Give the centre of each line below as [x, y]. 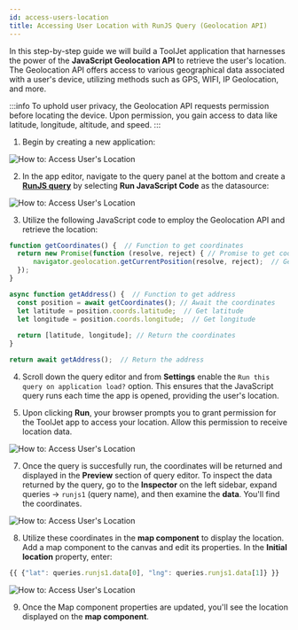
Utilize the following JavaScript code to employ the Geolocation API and [153, 220]
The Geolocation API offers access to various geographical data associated [147, 70]
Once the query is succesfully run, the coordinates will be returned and [152, 465]
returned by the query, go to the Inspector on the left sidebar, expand [149, 485]
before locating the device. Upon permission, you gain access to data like [143, 115]
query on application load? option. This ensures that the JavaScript [148, 385]
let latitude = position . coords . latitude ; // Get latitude [130, 311]
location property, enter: [67, 556]
